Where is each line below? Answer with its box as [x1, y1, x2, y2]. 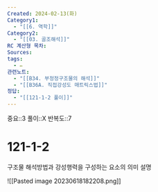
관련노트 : [7, 68, 30, 75]
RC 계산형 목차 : [7, 42, 47, 49]
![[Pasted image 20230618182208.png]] [7, 177, 121, 185]
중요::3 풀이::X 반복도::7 [7, 114, 72, 122]
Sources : [7, 49, 33, 56]
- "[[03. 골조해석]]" [13, 36, 71, 43]
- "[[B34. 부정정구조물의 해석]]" [13, 74, 100, 82]
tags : [7, 56, 23, 63]
